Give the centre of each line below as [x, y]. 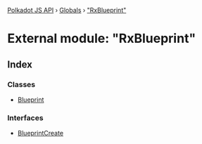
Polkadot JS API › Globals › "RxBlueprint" [67, 10]
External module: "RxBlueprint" [102, 39]
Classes [21, 84]
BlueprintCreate [40, 133]
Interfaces [25, 117]
